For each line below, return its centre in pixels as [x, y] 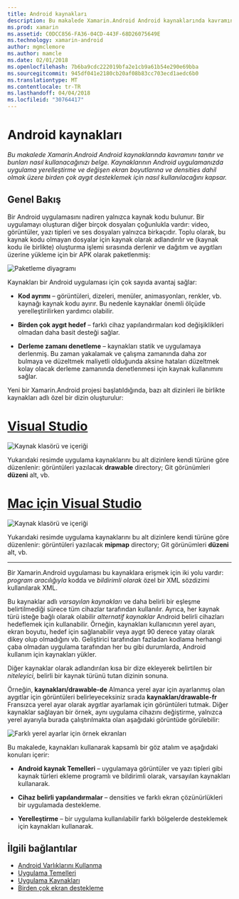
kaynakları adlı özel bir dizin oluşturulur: [65, 397]
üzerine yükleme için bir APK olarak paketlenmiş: [79, 254]
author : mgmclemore [36, 47]
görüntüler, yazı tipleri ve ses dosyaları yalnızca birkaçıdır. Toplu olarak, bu [117, 232]
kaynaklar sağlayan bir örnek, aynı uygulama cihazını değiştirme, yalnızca [115, 712]
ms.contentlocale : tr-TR [44, 87]
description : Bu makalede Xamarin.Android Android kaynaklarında [106, 21]
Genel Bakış [34, 200]
